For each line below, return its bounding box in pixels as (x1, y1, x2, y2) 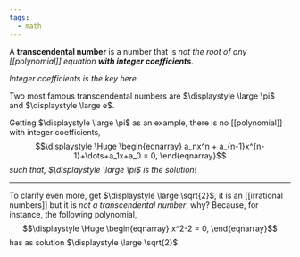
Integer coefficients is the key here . (9, 73, 139, 83)
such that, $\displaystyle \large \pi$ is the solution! (9, 164, 197, 175)
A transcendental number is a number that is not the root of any (9, 46, 247, 56)
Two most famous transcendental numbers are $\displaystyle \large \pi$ (9, 90, 275, 101)
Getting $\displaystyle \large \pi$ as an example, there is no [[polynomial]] (9, 117, 283, 128)
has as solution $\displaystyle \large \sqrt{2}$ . (9, 236, 180, 247)
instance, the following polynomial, (9, 209, 137, 219)
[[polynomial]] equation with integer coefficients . (9, 56, 194, 66)
